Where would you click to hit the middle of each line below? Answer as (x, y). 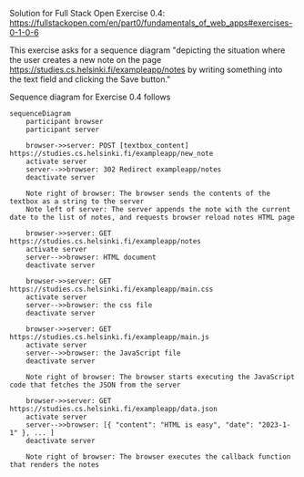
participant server (63, 130)
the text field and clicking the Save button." (90, 79)
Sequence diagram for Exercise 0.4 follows (90, 97)
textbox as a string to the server (77, 202)
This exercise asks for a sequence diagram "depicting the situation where (147, 50)
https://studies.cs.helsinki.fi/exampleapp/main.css (111, 289)
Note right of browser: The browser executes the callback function (158, 457)
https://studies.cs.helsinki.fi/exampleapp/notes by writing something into (146, 69)
